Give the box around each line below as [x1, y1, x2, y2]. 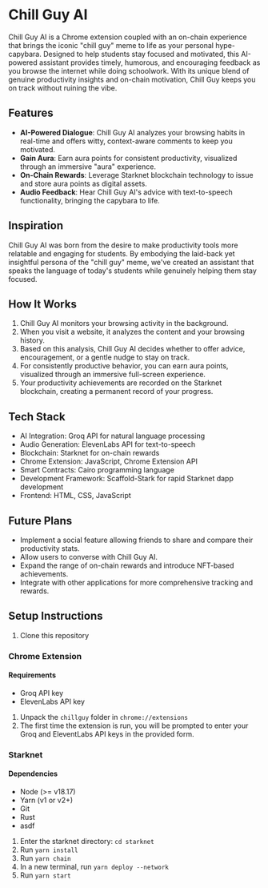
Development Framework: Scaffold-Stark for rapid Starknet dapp [19, 474, 234, 484]
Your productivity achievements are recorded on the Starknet [19, 378, 222, 388]
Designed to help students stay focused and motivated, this [42, 49, 240, 58]
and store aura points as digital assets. [19, 179, 148, 188]
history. [19, 336, 46, 345]
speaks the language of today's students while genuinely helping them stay [8, 266, 258, 275]
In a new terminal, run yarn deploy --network [19, 862, 170, 872]
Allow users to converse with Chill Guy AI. [19, 552, 158, 561]
